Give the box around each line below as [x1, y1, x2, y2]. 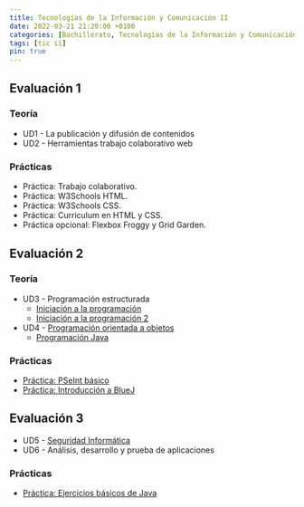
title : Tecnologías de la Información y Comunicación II [9, 13, 229, 23]
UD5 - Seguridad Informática [22, 435, 131, 445]
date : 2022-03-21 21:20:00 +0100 [9, 22, 136, 31]
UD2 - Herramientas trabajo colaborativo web [22, 138, 193, 148]
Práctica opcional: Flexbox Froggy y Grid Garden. [22, 219, 206, 231]
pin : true [9, 47, 47, 56]
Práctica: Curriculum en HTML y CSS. [22, 210, 164, 221]
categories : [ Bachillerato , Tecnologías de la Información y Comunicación [9, 30, 298, 39]
